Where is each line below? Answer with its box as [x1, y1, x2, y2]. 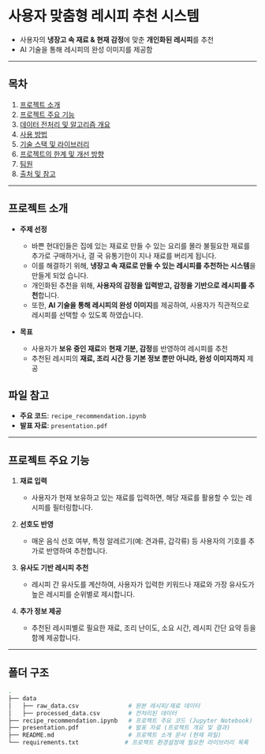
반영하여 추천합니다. [46, 546, 108, 556]
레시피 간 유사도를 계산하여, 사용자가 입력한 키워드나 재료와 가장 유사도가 [31, 580, 255, 589]
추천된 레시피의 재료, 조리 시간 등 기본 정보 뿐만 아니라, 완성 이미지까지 [31, 353, 246, 363]
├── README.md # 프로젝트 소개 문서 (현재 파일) [8, 731, 222, 739]
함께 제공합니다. [31, 633, 80, 643]
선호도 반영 [19, 520, 54, 529]
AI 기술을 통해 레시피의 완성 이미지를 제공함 [19, 44, 153, 54]
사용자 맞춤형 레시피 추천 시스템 [8, 7, 200, 25]
